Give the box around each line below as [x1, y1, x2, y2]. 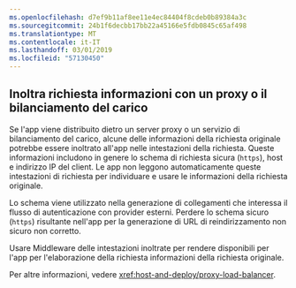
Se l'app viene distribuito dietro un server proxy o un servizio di [9, 124, 240, 134]
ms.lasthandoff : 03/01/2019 [9, 46, 113, 55]
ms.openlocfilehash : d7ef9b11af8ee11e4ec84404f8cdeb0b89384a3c [9, 12, 247, 22]
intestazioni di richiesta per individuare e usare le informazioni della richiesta [9, 171, 288, 181]
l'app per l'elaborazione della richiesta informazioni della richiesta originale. [9, 252, 285, 262]
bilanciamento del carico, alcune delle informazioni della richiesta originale [9, 133, 281, 144]
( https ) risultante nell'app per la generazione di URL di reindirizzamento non [9, 216, 287, 226]
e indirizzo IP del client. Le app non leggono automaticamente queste [9, 161, 262, 172]
